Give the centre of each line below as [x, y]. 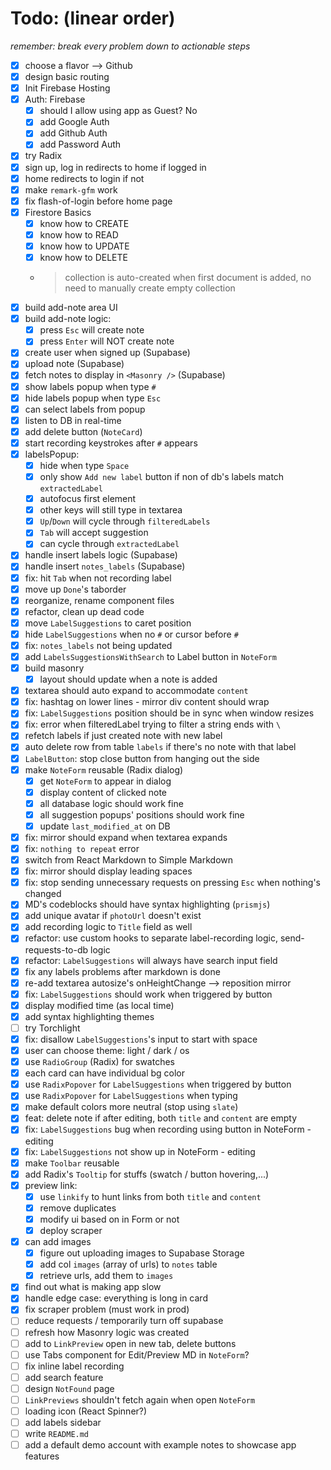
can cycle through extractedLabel [109, 544]
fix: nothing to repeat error [82, 848]
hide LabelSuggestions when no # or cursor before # [131, 634]
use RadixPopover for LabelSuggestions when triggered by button [158, 1084]
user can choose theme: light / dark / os [107, 1050]
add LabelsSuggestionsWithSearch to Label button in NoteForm [150, 656]
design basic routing [67, 76]
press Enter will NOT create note [107, 341]
